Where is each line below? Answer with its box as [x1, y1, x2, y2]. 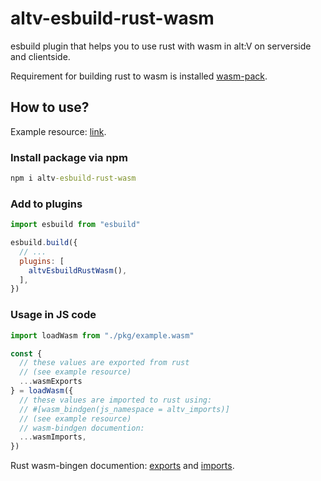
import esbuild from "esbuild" [10, 220, 141, 230]
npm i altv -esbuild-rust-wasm [10, 173, 137, 184]
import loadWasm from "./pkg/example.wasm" [10, 330, 195, 341]
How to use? [10, 99, 90, 116]
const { [10, 348, 43, 359]
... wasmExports [19, 377, 83, 387]
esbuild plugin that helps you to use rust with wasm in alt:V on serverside [10, 40, 312, 52]
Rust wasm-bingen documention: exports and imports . [10, 460, 235, 472]
